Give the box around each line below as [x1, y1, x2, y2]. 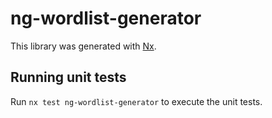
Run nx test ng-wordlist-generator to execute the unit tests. [10, 95, 263, 107]
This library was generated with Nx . [10, 40, 157, 52]
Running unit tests [10, 69, 127, 86]
